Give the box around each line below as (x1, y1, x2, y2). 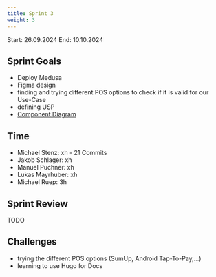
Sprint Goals (7, 55, 62, 67)
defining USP (17, 103, 55, 111)
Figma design (17, 81, 56, 90)
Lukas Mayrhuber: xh (17, 170, 78, 179)
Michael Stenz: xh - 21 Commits (17, 149, 107, 157)
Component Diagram (17, 110, 77, 119)
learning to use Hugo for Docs (17, 261, 103, 269)
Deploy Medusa (17, 74, 62, 82)
